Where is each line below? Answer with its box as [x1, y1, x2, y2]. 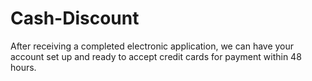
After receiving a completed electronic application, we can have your [10, 40, 295, 52]
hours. [10, 61, 37, 73]
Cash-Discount [10, 7, 140, 30]
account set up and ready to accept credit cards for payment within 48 [10, 50, 302, 62]
